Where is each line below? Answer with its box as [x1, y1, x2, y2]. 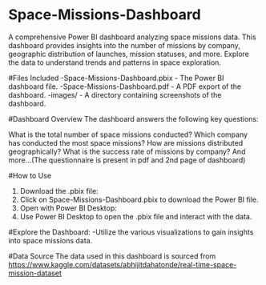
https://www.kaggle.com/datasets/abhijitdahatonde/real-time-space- [8, 259, 237, 269]
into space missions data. [8, 235, 93, 245]
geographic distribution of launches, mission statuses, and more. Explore [8, 49, 250, 58]
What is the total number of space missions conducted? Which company [8, 130, 248, 139]
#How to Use [8, 171, 52, 180]
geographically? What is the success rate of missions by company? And [8, 147, 246, 156]
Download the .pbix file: [19, 186, 99, 195]
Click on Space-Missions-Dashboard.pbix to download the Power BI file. [19, 195, 259, 204]
